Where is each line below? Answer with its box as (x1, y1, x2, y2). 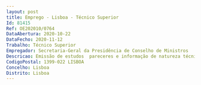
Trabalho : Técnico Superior (6, 42, 77, 48)
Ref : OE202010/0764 (6, 25, 55, 32)
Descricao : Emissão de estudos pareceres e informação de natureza (6, 53, 181, 59)
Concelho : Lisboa (6, 64, 50, 71)
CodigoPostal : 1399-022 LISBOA (6, 59, 84, 65)
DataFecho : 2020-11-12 (6, 37, 63, 42)
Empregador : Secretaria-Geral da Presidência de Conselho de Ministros (6, 48, 188, 54)
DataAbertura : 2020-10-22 (6, 31, 71, 37)
